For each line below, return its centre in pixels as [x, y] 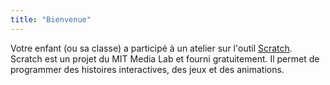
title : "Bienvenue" [51, 19]
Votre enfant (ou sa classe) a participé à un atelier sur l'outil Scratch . [151, 48]
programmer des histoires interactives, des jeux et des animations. [147, 69]
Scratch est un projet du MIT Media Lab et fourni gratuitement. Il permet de [165, 58]
